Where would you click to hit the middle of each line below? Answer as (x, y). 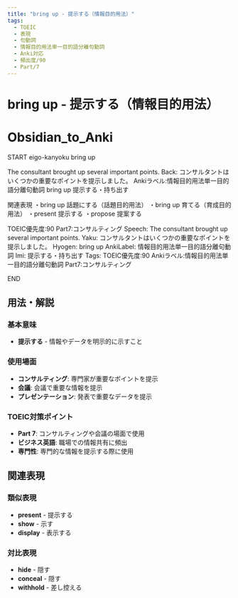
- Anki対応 (29, 54)
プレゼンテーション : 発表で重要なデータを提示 (85, 397)
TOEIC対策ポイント (40, 416)
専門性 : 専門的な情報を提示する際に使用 (75, 451)
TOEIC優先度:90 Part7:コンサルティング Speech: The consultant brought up (118, 229)
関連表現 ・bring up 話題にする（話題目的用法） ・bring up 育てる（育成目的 (119, 204)
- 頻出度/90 (30, 61)
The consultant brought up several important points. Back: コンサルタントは (118, 172)
